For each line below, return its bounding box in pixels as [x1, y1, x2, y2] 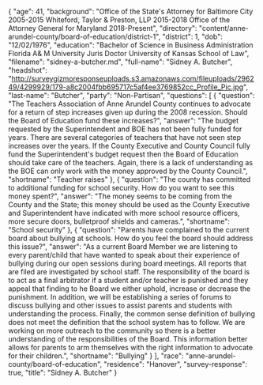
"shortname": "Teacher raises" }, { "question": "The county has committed [8, 175, 251, 184]
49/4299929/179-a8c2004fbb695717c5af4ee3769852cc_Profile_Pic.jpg [8, 82, 244, 92]
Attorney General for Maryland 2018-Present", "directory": [8, 24, 197, 32]
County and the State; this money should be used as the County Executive [8, 200, 250, 209]
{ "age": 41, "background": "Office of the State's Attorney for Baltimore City [8, 7, 254, 16]
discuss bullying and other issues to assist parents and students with [8, 300, 233, 310]
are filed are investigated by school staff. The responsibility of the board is [8, 267, 250, 276]
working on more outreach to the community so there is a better [8, 326, 216, 335]
